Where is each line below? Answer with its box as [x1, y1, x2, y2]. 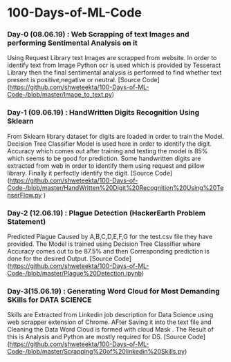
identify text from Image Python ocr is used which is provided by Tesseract [7, 61, 221, 70]
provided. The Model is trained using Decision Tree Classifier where [7, 240, 201, 248]
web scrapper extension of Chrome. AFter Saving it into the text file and [7, 318, 212, 326]
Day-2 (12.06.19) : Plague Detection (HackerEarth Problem [7, 208, 206, 218]
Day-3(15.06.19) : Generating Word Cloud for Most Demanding [7, 287, 220, 296]
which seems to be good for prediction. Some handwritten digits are [7, 154, 201, 162]
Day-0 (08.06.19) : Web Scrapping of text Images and [7, 30, 190, 39]
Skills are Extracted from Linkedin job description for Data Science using [7, 311, 214, 319]
